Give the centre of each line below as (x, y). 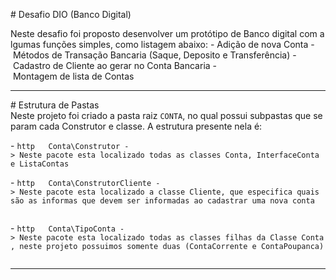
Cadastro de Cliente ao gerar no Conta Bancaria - (115, 65)
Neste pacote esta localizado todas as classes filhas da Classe (158, 238)
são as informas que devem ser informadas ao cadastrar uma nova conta (162, 201)
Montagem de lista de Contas (73, 76)
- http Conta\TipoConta (63, 228)
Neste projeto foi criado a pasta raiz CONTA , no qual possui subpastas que (161, 115)
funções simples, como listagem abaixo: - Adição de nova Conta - (178, 44)
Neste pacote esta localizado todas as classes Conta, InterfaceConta (169, 155)
